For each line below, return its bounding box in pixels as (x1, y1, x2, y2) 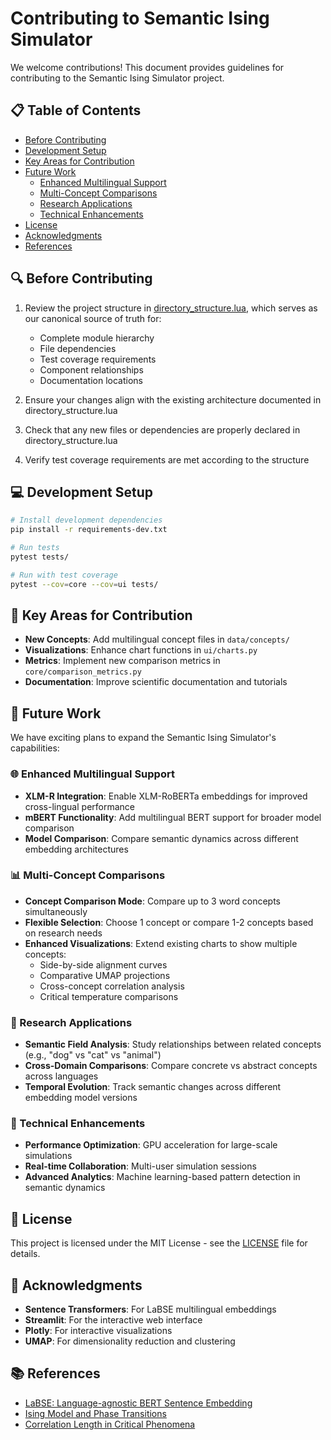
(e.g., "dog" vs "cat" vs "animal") (24, 1049, 162, 1061)
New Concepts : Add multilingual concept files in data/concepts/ (24, 633, 290, 646)
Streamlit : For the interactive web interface (24, 1314, 203, 1326)
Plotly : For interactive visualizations (24, 1325, 173, 1337)
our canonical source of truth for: (24, 312, 162, 324)
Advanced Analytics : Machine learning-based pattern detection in (24, 1171, 301, 1183)
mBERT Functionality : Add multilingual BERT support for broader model (24, 811, 322, 823)
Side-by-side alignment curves (39, 958, 168, 971)
